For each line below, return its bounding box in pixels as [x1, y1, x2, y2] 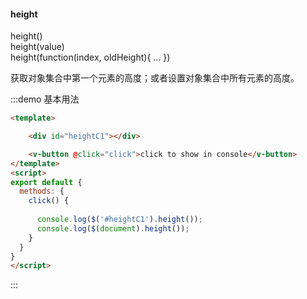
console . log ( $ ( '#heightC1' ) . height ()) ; [36, 215, 203, 225]
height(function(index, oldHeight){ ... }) [10, 51, 171, 64]
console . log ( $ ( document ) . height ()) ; [36, 223, 190, 234]
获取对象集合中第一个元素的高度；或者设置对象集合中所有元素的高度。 [10, 72, 300, 84]
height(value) [10, 41, 65, 53]
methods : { [19, 186, 65, 197]
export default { [10, 177, 83, 187]
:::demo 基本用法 [10, 93, 80, 105]
